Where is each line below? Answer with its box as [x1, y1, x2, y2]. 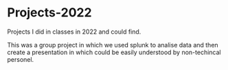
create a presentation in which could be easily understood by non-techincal [7, 48, 221, 56]
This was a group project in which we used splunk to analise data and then [7, 40, 218, 49]
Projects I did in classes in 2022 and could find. [7, 27, 141, 36]
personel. [7, 55, 34, 63]
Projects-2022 [7, 5, 92, 21]
